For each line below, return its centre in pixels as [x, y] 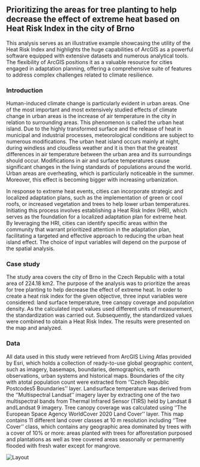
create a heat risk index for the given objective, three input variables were [97, 296]
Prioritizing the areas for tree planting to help [92, 10]
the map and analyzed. [34, 328]
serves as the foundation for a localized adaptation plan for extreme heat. [96, 217]
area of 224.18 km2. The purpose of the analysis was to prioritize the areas [98, 283]
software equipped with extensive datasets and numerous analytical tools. [98, 56]
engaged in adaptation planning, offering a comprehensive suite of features [99, 68]
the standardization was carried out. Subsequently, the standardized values [99, 315]
